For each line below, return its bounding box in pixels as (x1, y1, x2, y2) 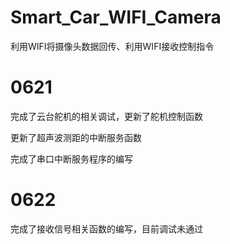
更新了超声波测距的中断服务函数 (10, 131, 142, 143)
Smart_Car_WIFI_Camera (10, 6, 222, 29)
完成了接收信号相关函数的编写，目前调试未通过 (10, 222, 203, 235)
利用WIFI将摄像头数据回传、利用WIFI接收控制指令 (10, 40, 215, 52)
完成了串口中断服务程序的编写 (10, 152, 133, 165)
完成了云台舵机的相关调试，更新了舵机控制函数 (10, 110, 203, 122)
